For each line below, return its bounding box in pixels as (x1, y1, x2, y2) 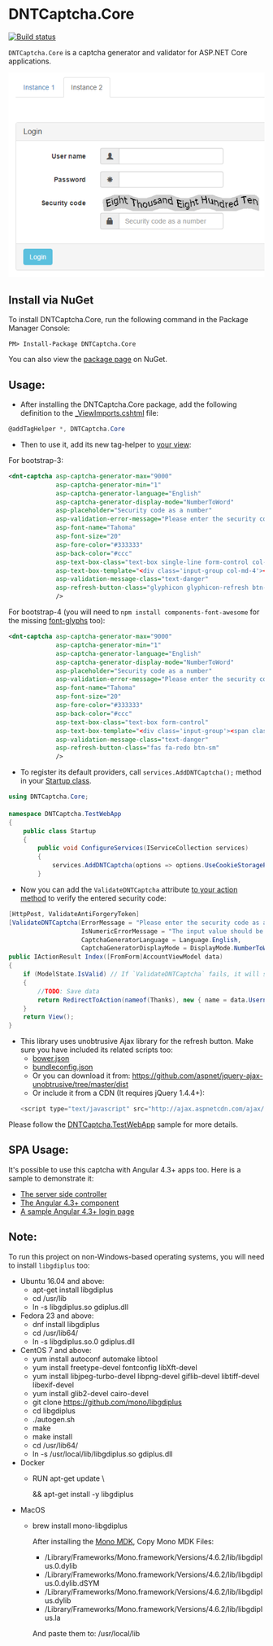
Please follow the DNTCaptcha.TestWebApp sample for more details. (8, 1120, 238, 1129)
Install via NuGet (8, 293, 94, 307)
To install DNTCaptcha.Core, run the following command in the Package (8, 315, 249, 325)
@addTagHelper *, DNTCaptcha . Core (8, 425, 126, 433)
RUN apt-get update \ (32, 1474, 105, 1483)
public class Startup (23, 827, 96, 835)
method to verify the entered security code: (19, 893, 167, 903)
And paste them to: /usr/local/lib (32, 1628, 141, 1638)
